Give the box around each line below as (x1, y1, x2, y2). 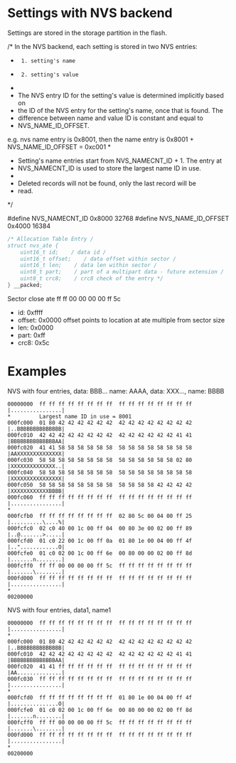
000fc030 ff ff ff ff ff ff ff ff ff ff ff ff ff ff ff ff (7, 675, 193, 683)
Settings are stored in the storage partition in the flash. (7, 28, 167, 37)
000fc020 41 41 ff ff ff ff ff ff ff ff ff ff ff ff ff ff (7, 663, 193, 670)
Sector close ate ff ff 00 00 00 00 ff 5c (7, 294, 121, 303)
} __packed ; (7, 282, 43, 289)
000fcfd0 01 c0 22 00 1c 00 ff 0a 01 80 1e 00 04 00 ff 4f (7, 537, 193, 544)
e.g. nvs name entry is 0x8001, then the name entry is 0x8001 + (7, 135, 194, 144)
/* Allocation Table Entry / (7, 235, 94, 242)
